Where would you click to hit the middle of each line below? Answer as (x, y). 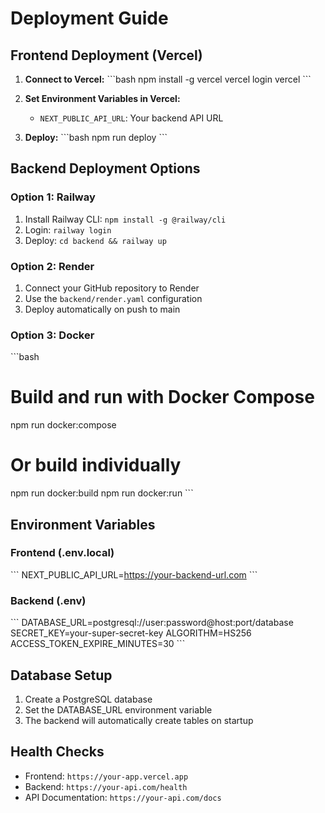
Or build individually (96, 465)
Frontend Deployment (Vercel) (106, 55)
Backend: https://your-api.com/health (106, 786)
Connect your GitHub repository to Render (112, 288)
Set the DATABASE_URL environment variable (118, 709)
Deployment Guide (89, 18)
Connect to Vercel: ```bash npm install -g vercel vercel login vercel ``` (168, 79)
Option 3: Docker (52, 335)
